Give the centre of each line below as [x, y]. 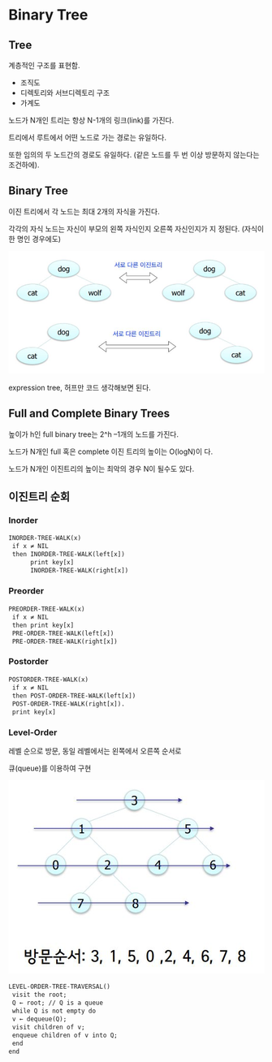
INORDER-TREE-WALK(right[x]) [79, 571]
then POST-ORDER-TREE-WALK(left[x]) [74, 696]
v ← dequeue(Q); [39, 1019]
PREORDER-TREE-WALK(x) [47, 609]
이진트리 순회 [39, 496]
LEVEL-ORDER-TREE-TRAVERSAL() [60, 987]
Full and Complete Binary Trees [89, 414]
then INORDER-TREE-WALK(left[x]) [69, 555]
